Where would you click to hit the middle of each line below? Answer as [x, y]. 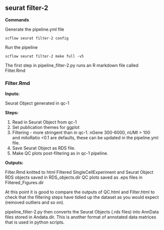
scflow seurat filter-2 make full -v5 [44, 56]
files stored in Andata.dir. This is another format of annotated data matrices [81, 217]
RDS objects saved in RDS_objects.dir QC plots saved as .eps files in [74, 177]
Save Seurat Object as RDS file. [44, 148]
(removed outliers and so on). [35, 203]
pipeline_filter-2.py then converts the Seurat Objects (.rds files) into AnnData [82, 212]
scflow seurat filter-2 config [37, 38]
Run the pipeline [21, 47]
